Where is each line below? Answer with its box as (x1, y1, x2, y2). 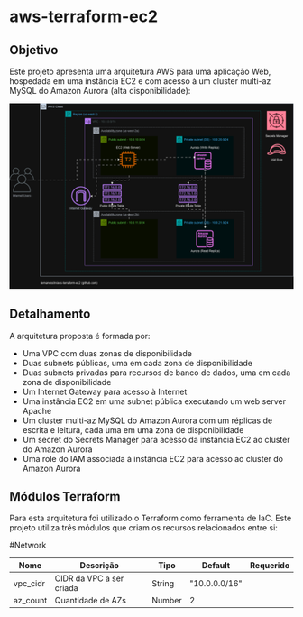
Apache (22, 405, 52, 416)
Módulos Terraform (9, 489, 121, 504)
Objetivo (9, 42, 59, 58)
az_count (13, 595, 48, 606)
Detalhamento (9, 307, 91, 322)
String (151, 577, 174, 588)
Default (201, 559, 231, 570)
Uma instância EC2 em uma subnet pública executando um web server (22, 395, 287, 407)
